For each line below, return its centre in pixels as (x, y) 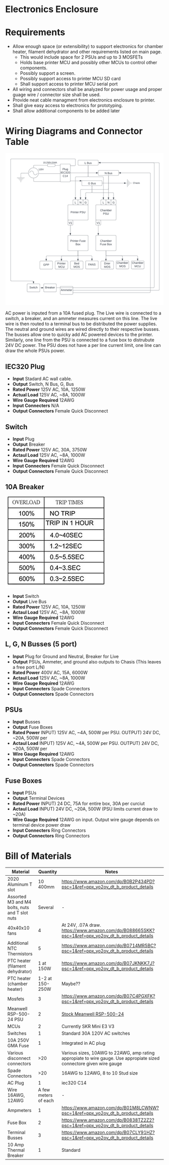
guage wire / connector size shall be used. (57, 95)
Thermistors (20, 953)
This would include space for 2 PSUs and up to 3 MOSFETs (81, 57)
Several (46, 907)
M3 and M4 (19, 902)
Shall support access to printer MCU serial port (69, 84)
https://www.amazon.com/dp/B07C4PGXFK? (108, 996)
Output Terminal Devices (38, 798)
